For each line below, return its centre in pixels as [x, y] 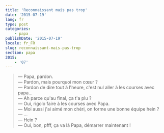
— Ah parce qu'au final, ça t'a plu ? [54, 98]
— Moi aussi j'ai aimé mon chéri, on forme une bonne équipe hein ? [88, 109]
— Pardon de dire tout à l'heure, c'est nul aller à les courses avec [86, 88]
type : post [17, 24]
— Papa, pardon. [35, 76]
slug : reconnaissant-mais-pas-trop [43, 48]
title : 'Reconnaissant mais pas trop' [46, 10]
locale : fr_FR [20, 43]
